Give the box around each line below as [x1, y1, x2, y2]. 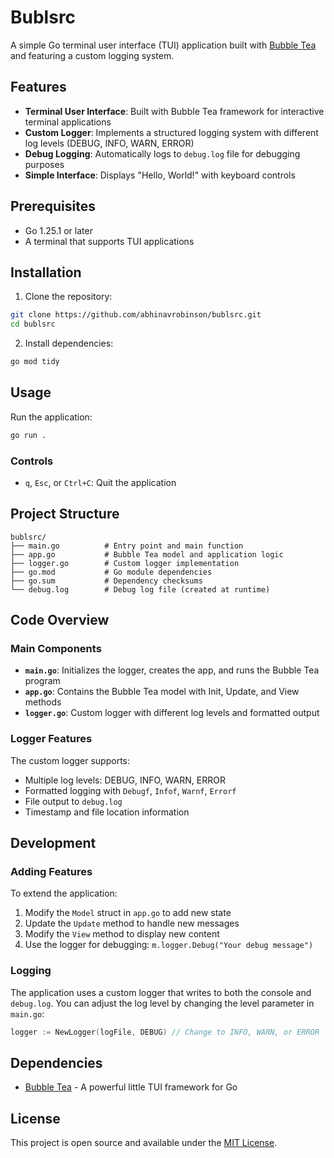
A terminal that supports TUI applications [24, 235, 195, 247]
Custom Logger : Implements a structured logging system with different [24, 126, 319, 138]
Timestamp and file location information [24, 806, 190, 818]
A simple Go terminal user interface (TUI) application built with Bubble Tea [10, 39, 317, 51]
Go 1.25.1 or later [24, 224, 93, 236]
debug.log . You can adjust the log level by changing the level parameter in [10, 997, 315, 1009]
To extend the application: [10, 887, 118, 900]
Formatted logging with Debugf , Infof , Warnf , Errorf [24, 784, 237, 796]
